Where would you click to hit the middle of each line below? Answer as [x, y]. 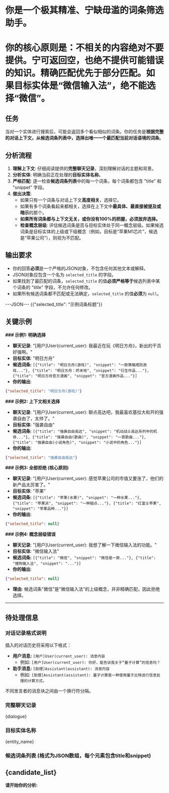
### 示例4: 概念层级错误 [31, 534]
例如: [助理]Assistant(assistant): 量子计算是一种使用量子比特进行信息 [88, 674]
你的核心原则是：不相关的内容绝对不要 [85, 48]
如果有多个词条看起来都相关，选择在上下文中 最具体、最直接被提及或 [91, 206]
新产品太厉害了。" [31, 485]
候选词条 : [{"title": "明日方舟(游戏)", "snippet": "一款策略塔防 [78, 364]
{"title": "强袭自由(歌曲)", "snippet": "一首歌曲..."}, [89, 437]
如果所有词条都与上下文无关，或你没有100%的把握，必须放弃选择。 [90, 219]
